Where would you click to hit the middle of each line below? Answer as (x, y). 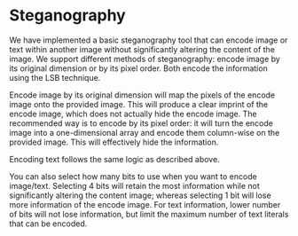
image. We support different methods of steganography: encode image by (145, 59)
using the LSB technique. (55, 77)
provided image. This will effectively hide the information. (114, 142)
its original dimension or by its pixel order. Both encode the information (138, 68)
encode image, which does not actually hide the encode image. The (133, 114)
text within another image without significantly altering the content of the (142, 49)
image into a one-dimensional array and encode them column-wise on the (145, 132)
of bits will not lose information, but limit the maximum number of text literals (149, 214)
